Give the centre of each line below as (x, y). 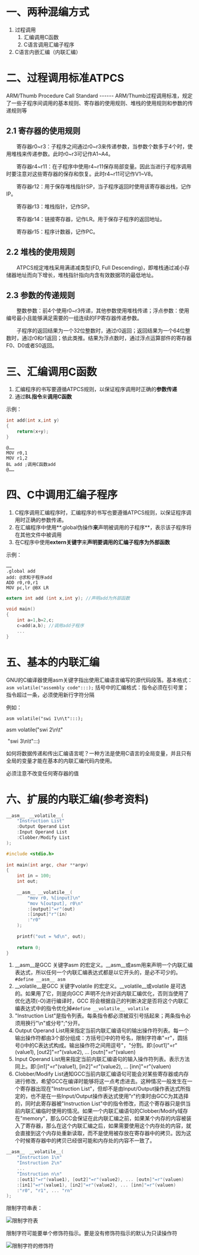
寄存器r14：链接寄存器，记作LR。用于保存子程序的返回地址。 (91, 219)
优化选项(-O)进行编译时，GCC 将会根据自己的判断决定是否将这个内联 (99, 1001)
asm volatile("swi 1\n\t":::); (45, 718)
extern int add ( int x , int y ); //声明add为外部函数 (68, 598)
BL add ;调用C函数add (31, 464)
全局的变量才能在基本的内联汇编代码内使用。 (61, 761)
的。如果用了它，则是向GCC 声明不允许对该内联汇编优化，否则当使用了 (102, 994)
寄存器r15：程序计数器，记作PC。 (57, 231)
